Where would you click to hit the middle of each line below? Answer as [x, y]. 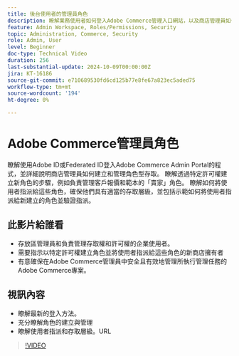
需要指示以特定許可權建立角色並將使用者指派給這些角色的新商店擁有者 [121, 252]
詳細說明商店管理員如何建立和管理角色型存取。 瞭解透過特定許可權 [123, 173]
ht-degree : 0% [28, 100]
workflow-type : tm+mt [39, 87]
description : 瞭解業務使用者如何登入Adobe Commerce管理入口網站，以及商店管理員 [117, 21]
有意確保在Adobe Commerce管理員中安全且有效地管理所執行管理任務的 [122, 261]
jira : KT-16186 [30, 73]
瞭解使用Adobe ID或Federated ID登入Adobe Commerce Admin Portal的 [111, 164]
